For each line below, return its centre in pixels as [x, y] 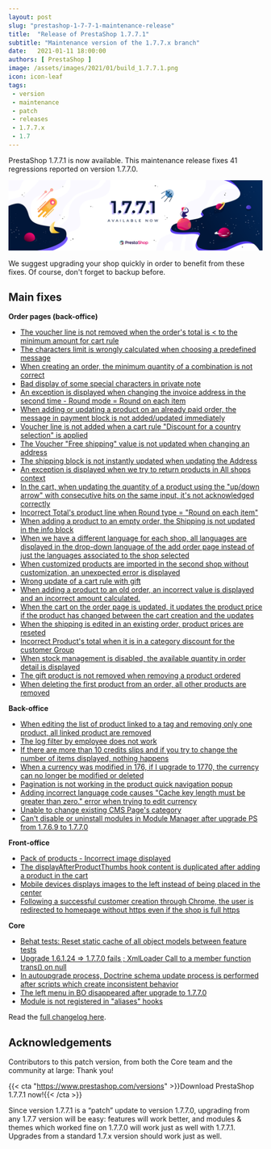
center [31, 893]
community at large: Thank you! [61, 1071]
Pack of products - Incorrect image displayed [95, 859]
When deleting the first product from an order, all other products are [133, 684]
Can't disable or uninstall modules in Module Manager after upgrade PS [139, 819]
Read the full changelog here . [57, 1017]
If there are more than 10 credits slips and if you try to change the [129, 750]
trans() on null [43, 967]
